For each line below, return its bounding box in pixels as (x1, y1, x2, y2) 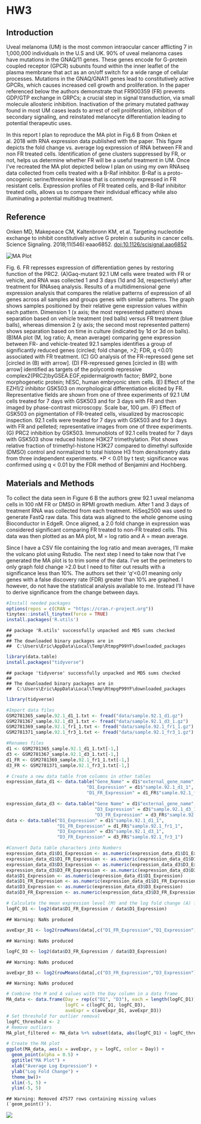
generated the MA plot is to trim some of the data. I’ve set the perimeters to (6, 557, 193, 564)
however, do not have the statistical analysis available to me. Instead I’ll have (6, 582, 195, 590)
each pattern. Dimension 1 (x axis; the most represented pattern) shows (6, 308, 182, 315)
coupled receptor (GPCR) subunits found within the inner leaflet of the (6, 62, 179, 69)
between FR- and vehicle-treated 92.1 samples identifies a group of (6, 340, 172, 347)
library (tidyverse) (6, 696, 55, 702)
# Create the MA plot (6, 1041, 60, 1047)
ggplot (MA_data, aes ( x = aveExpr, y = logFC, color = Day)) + (6, 1046, 165, 1052)
